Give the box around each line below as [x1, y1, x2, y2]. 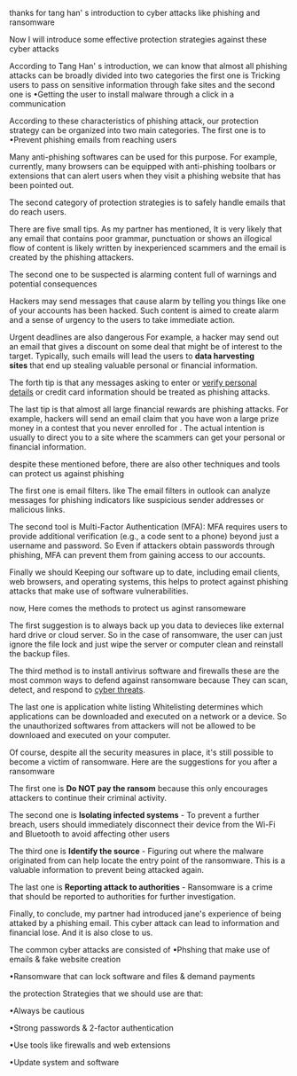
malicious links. [9, 505, 66, 514]
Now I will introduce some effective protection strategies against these [9, 35, 268, 44]
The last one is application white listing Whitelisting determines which [9, 702, 263, 712]
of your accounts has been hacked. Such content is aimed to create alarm [9, 305, 279, 316]
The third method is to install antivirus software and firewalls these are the [9, 665, 280, 676]
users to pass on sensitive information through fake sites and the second [9, 80, 276, 90]
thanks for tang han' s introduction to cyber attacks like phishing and [9, 8, 261, 18]
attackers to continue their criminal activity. [9, 793, 167, 803]
